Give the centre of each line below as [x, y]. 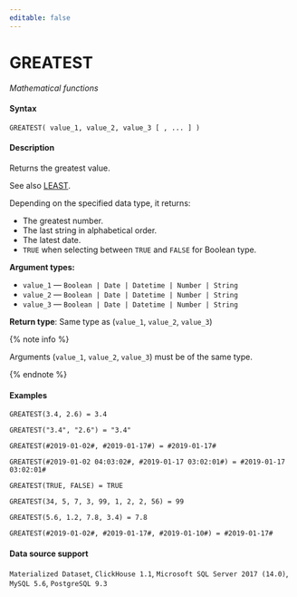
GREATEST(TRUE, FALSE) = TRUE [67, 486]
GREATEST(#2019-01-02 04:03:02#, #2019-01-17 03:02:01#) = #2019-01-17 [147, 462]
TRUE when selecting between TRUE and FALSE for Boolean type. [139, 250]
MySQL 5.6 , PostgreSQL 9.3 [58, 583]
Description [32, 148]
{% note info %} [39, 339]
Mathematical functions [54, 88]
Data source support [49, 553]
